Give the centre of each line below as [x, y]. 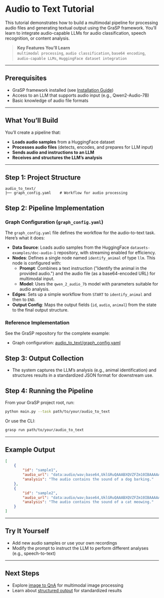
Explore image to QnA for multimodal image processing [68, 585]
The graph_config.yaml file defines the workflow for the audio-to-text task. [80, 233]
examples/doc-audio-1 [34, 253]
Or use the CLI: [20, 421]
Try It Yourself [27, 531]
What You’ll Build [32, 120]
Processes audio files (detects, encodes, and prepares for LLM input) [82, 147]
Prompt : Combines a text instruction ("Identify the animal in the [83, 268]
